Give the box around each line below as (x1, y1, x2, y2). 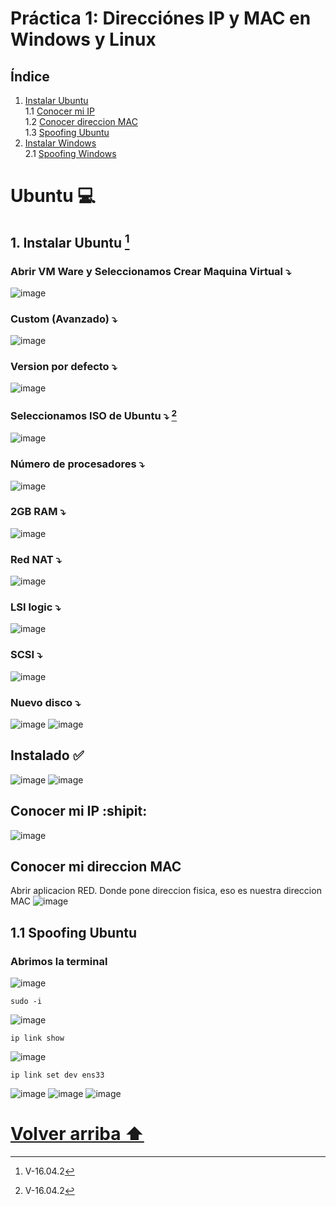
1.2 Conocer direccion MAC (24, 116, 138, 127)
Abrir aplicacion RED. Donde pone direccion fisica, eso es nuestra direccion (10, 885, 322, 897)
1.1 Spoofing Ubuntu (10, 924, 138, 941)
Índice (10, 68, 50, 85)
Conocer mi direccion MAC (10, 858, 182, 876)
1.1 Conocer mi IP (24, 105, 95, 117)
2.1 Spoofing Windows (24, 148, 117, 159)
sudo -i (10, 997, 43, 1007)
